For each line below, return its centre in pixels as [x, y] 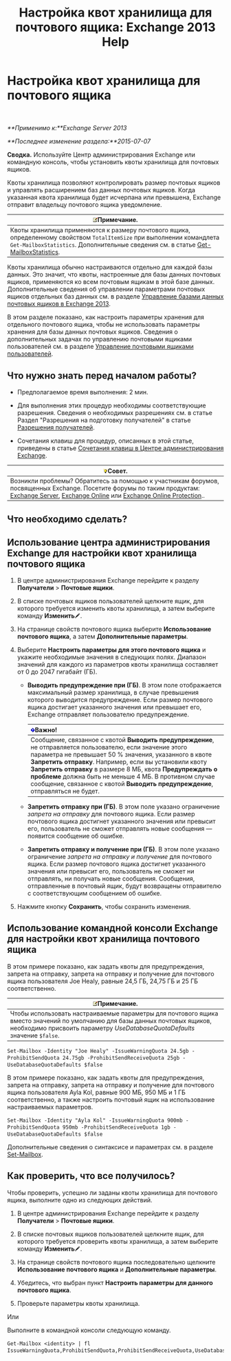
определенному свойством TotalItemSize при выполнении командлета [115, 237]
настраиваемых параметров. [50, 1107]
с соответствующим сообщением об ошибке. [95, 893]
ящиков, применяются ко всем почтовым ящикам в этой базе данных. [111, 282]
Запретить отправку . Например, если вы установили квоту [119, 762]
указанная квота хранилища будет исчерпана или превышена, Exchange [114, 197]
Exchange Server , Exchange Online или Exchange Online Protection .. [107, 495]
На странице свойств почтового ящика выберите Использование [114, 629]
